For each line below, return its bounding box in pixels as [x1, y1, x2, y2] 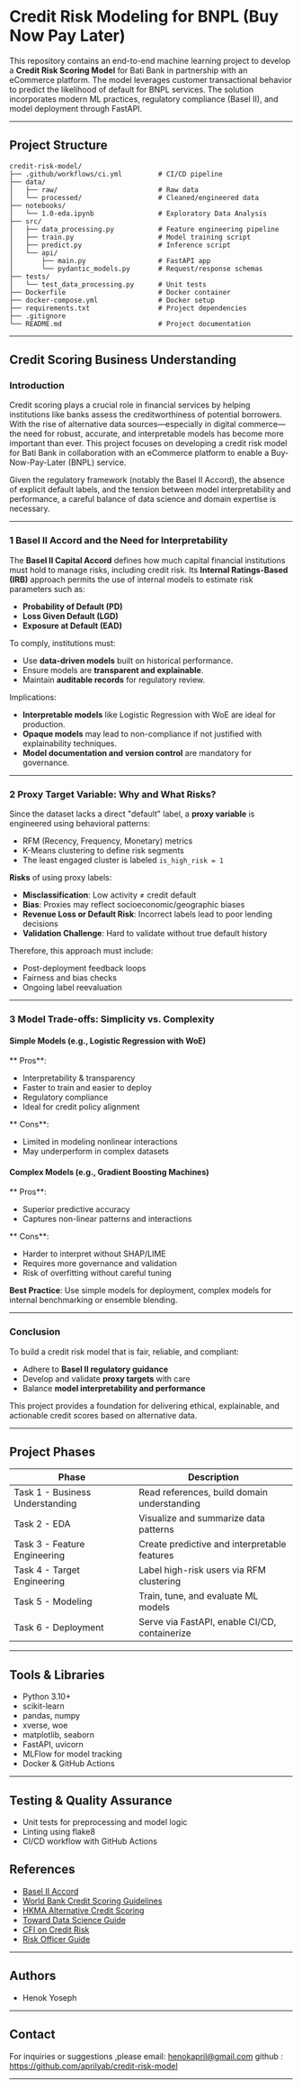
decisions [22, 918, 58, 929]
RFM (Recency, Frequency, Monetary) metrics [22, 835, 193, 846]
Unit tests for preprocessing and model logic [22, 1817, 188, 1828]
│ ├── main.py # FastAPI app [9, 256, 211, 265]
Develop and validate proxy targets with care [22, 1373, 191, 1384]
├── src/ [9, 216, 42, 226]
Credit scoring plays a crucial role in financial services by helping [9, 399, 251, 411]
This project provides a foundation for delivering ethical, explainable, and [9, 1400, 280, 1411]
